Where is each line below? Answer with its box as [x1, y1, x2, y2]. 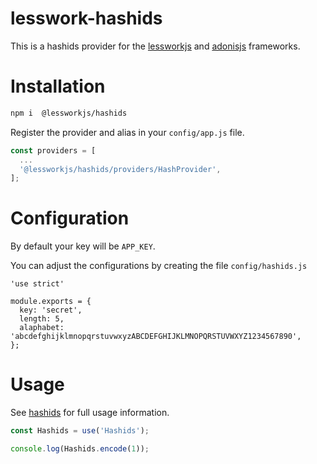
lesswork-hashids [10, 7, 163, 30]
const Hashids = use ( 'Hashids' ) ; [10, 426, 150, 436]
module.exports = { [10, 297, 92, 307]
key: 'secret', [19, 305, 83, 316]
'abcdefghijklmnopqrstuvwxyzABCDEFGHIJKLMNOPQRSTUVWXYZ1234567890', [10, 332, 302, 342]
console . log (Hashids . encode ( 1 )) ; [10, 444, 150, 454]
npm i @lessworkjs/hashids [10, 108, 128, 118]
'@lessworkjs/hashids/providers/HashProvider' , [19, 164, 222, 174]
